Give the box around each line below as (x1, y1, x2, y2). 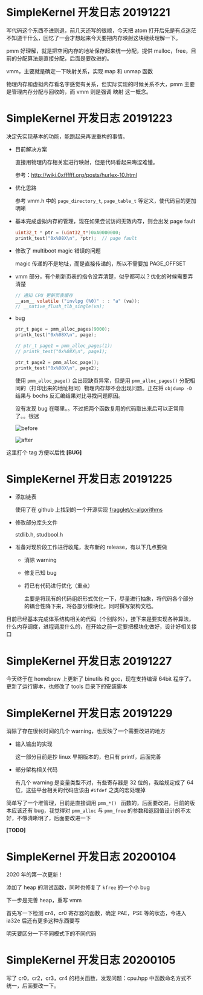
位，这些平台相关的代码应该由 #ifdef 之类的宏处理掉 (14, 787, 146, 794)
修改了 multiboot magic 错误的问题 (14, 246, 101, 254)
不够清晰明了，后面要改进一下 (16, 815, 91, 822)
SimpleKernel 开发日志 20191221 (6, 5, 170, 19)
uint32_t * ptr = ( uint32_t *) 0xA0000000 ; (14, 230, 121, 236)
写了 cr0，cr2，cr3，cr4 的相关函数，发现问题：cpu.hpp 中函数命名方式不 (6, 974, 192, 982)
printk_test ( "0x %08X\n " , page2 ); (14, 365, 100, 371)
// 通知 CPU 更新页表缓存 (14, 292, 74, 299)
